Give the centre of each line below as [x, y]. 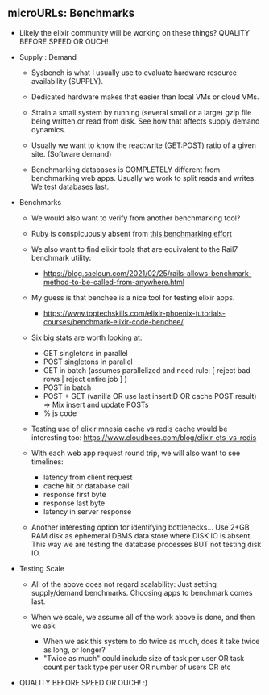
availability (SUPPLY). [67, 81]
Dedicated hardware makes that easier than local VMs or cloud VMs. [145, 97]
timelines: [47, 461]
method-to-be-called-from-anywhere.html [114, 282]
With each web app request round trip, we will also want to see [136, 453]
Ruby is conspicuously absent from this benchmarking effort [132, 233]
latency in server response [87, 511]
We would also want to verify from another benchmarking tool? [136, 218]
